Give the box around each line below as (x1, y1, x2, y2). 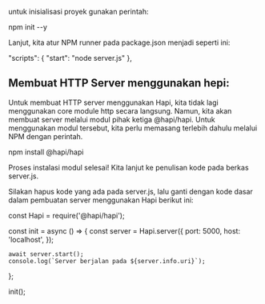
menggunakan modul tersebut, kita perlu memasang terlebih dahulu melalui (8, 123, 258, 133)
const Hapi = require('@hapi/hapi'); (8, 210, 126, 220)
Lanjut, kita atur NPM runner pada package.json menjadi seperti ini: (8, 38, 231, 47)
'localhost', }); (8, 234, 54, 244)
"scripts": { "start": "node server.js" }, (8, 54, 132, 62)
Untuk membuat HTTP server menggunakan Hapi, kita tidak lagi (8, 98, 219, 107)
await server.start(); (8, 250, 84, 258)
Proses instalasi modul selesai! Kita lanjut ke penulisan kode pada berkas (8, 162, 250, 172)
